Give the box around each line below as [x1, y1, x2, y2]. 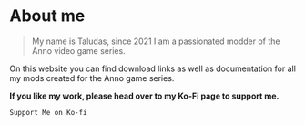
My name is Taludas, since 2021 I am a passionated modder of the [31, 36, 280, 47]
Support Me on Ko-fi [9, 108, 88, 117]
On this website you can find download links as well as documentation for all [9, 63, 296, 74]
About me [9, 5, 86, 26]
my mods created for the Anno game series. [9, 72, 175, 83]
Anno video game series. [31, 45, 126, 56]
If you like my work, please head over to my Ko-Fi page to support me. [9, 90, 280, 101]
